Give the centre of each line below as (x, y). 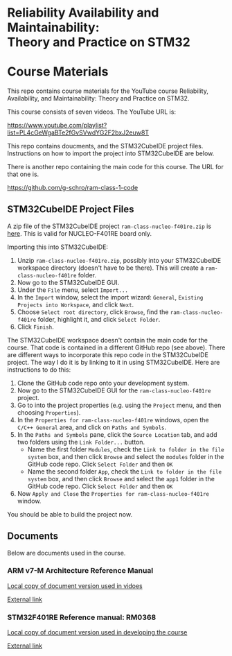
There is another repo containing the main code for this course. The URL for (115, 166)
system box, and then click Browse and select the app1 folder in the (121, 478)
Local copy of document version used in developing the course (97, 632)
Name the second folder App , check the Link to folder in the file (125, 471)
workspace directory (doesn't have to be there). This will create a (110, 268)
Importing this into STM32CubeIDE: (58, 247)
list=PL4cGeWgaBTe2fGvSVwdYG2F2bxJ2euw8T (78, 132)
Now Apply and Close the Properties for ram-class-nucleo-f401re (113, 493)
